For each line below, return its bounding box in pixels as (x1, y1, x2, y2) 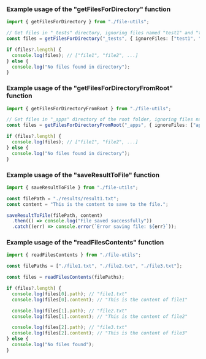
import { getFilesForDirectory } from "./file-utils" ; (6, 19, 150, 25)
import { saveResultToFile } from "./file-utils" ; (6, 184, 139, 191)
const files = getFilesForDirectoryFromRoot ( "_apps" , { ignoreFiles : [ (6, 122, 193, 129)
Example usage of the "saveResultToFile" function (6, 170, 160, 179)
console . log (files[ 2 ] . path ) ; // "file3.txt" (12, 324, 128, 331)
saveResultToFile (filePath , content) (6, 212, 103, 219)
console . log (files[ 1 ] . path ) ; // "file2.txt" (12, 308, 128, 314)
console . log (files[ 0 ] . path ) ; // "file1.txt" (12, 290, 128, 297)
